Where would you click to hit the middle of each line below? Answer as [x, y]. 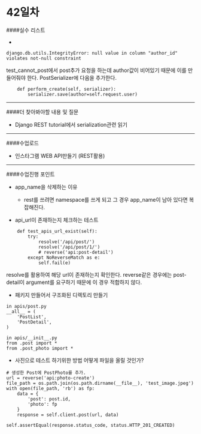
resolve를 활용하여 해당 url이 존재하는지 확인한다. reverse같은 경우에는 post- [96, 274]
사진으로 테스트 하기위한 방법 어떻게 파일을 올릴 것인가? [79, 360]
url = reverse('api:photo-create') [51, 378]
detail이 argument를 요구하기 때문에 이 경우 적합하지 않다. [74, 282]
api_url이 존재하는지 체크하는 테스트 [57, 220]
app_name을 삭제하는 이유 [46, 187]
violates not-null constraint [44, 58]
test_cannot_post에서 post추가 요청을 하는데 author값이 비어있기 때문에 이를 [96, 70]
